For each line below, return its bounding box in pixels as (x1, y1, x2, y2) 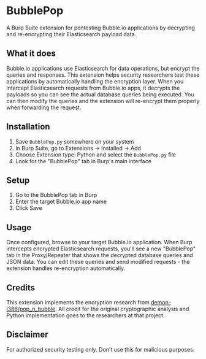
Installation (6, 122, 50, 132)
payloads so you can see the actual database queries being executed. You (6, 90, 194, 98)
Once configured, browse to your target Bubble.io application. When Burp (6, 239, 193, 246)
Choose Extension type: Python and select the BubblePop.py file (15, 151, 177, 158)
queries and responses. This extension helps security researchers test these (6, 71, 200, 79)
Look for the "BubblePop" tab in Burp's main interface (15, 157, 152, 164)
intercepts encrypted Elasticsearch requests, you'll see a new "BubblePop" (6, 245, 196, 252)
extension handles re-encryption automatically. (6, 264, 126, 272)
